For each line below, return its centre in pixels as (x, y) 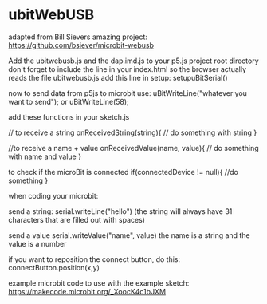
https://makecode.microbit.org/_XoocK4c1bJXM (87, 291)
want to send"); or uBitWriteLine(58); (69, 101)
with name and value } (45, 156)
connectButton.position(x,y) (54, 267)
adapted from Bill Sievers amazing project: (78, 37)
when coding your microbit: (53, 195)
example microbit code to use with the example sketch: (99, 283)
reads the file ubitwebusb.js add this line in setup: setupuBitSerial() (118, 77)
